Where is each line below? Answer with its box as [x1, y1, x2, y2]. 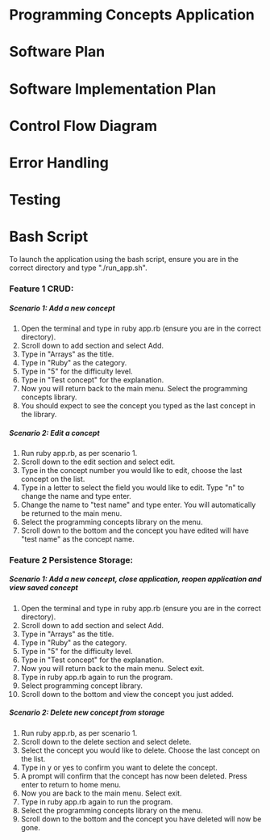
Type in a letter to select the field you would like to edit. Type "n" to [20, 483, 245, 492]
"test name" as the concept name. [20, 534, 135, 543]
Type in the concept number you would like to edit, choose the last [20, 465, 243, 475]
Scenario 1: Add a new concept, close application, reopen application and [9, 574, 262, 584]
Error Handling [9, 154, 110, 171]
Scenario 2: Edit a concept [9, 428, 100, 437]
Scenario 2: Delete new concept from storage [9, 707, 165, 717]
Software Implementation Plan [9, 79, 217, 98]
